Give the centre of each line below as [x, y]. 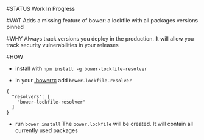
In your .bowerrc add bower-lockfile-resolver [73, 80]
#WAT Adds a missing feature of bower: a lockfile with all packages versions [102, 20]
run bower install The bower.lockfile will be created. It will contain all [104, 124]
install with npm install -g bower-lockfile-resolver [81, 68]
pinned [15, 27]
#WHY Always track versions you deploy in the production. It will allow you [100, 38]
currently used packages [46, 130]
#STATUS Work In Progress [40, 9]
